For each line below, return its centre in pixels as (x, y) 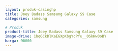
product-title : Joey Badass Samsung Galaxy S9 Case (59, 32)
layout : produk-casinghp (30, 9)
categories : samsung (26, 18)
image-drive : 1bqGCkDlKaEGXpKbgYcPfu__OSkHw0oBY (56, 36)
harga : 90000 (18, 41)
